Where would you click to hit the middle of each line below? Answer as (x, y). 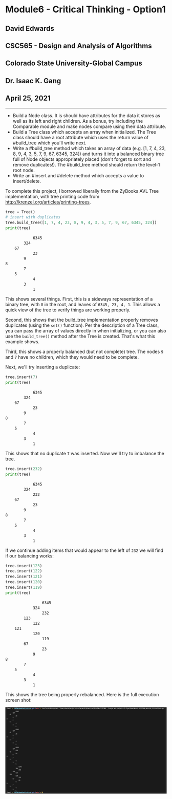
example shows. (23, 342)
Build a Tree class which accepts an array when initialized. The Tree (84, 132)
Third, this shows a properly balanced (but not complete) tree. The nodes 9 (84, 352)
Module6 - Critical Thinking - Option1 (86, 10)
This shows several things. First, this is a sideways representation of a (79, 299)
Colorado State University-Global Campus (74, 63)
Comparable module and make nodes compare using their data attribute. (89, 126)
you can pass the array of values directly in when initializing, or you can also (86, 331)
